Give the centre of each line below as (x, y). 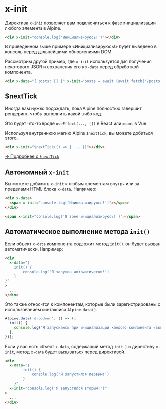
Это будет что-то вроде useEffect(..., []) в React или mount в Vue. (76, 123)
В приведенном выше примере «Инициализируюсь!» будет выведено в (81, 46)
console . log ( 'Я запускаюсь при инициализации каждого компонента (83, 328)
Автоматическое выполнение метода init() (78, 232)
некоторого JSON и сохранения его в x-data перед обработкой (72, 67)
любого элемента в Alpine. (33, 28)
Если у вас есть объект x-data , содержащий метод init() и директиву (80, 346)
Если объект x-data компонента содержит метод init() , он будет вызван (83, 244)
